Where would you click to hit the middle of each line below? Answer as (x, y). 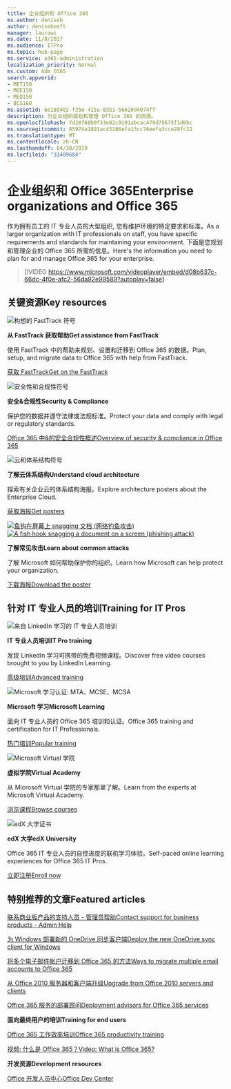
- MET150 (20, 84)
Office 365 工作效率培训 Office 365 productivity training (86, 1034)
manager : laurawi (32, 33)
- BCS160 (20, 104)
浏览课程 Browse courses (42, 810)
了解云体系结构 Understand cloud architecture (73, 474)
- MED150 (20, 97)
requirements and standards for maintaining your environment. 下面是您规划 (115, 242)
